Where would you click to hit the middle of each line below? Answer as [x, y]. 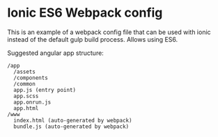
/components [31, 78]
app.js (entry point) [45, 90]
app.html [26, 108]
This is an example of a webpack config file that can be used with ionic [109, 32]
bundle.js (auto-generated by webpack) [71, 127]
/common [25, 84]
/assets [25, 72]
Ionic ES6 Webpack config [85, 13]
